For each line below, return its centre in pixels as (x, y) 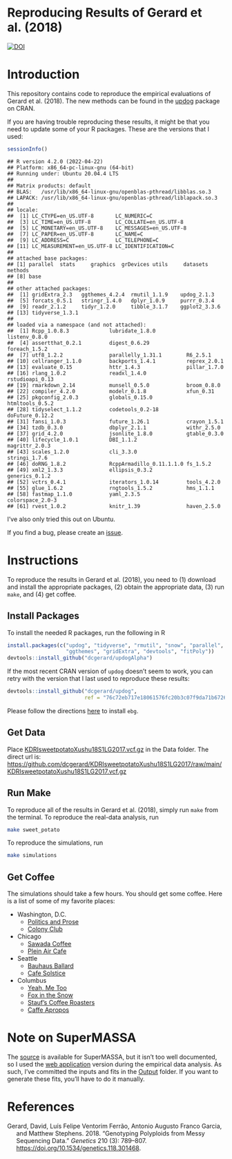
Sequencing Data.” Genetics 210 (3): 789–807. (81, 1140)
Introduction (43, 75)
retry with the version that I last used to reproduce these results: (98, 679)
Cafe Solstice (46, 973)
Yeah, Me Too (47, 988)
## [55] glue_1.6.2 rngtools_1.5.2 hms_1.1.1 (111, 488)
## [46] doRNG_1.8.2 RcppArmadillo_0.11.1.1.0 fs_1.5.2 (109, 464)
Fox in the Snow (50, 995)
